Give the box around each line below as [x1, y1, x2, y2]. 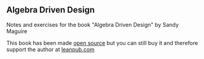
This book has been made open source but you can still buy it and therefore [6, 39, 198, 46]
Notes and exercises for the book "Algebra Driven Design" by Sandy [6, 21, 179, 28]
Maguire [6, 27, 28, 35]
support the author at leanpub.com [6, 46, 95, 53]
